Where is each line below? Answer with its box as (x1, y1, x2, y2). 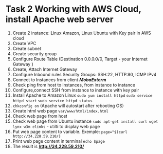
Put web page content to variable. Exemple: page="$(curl (12, 129, 128, 134)
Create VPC (12, 40, 36, 46)
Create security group (12, 50, 57, 57)
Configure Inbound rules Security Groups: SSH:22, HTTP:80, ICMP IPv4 (12, 71, 157, 77)
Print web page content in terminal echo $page (12, 138, 105, 144)
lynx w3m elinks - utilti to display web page (12, 123, 100, 129)
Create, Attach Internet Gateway (12, 66, 77, 72)
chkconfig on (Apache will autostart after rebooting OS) (12, 103, 124, 109)
